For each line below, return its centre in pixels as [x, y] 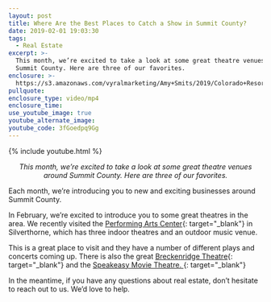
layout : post [30, 16]
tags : [17, 38]
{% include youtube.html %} [55, 151]
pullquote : [27, 91]
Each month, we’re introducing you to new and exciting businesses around [132, 191]
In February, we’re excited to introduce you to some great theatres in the [128, 215]
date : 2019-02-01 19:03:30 [54, 31]
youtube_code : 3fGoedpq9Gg [54, 128]
